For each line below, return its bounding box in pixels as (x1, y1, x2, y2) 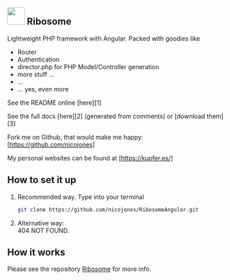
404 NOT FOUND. (17, 226, 70, 235)
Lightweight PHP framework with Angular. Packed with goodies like (7, 34, 201, 43)
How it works (7, 246, 66, 258)
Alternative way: (17, 219, 64, 227)
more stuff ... (17, 70, 54, 78)
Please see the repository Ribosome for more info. (7, 265, 152, 273)
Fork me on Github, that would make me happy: (7, 133, 144, 141)
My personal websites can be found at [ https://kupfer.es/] (7, 154, 174, 162)
